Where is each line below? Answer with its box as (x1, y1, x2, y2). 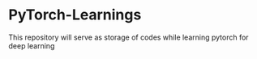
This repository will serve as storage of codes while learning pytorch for (8, 32, 249, 42)
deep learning (8, 40, 55, 50)
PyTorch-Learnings (8, 6, 142, 24)
